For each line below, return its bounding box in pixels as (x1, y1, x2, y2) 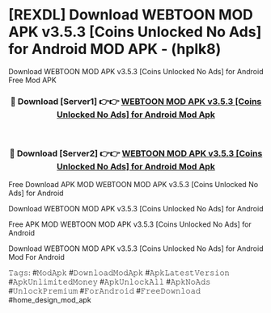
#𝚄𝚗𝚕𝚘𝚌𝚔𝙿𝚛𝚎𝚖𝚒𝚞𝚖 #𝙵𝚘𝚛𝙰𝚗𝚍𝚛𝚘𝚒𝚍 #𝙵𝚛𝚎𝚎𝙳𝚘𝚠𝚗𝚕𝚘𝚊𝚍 (8, 286, 201, 295)
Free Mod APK (8, 75, 57, 85)
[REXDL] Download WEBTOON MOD (8, 6, 253, 24)
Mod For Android (8, 252, 65, 261)
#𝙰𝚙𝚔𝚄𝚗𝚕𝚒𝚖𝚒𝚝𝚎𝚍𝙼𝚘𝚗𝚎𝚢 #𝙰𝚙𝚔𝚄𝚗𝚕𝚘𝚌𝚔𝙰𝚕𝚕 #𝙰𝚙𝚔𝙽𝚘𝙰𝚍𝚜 (8, 277, 211, 286)
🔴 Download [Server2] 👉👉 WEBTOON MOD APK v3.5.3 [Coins (9, 148, 263, 159)
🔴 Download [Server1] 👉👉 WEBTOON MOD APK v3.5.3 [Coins (10, 95, 262, 106)
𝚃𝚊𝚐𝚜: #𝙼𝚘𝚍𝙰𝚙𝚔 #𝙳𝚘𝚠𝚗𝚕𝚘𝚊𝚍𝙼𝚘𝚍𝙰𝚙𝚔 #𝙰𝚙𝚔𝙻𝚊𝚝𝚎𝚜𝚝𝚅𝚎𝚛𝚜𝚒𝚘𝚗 (8, 268, 231, 278)
